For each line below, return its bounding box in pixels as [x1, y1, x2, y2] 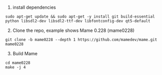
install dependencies [12, 5, 56, 10]
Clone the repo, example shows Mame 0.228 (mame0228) [12, 27, 135, 33]
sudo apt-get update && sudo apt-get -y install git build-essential [5, 14, 155, 19]
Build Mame [12, 51, 38, 56]
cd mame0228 [5, 60, 30, 65]
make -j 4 [5, 65, 26, 70]
